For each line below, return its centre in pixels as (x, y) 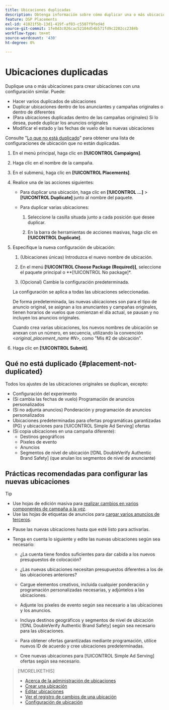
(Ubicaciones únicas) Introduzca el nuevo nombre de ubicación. (86, 257)
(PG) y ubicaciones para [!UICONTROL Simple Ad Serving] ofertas (81, 426)
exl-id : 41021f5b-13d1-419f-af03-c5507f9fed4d (55, 24)
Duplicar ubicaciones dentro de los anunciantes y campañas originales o (88, 106)
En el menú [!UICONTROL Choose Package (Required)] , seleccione (91, 267)
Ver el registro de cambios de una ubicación (71, 697)
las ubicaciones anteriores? (48, 575)
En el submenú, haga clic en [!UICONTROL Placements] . (71, 173)
